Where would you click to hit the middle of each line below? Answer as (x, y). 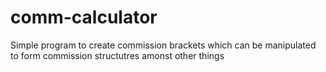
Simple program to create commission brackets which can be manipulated (163, 45)
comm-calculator (84, 17)
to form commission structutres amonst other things (117, 55)
